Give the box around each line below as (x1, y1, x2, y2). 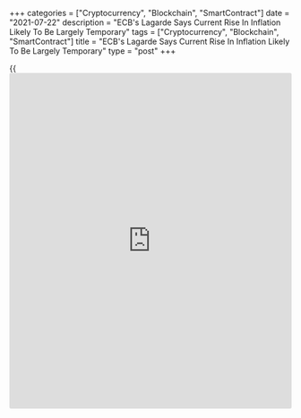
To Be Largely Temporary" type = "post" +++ (9, 46, 176, 56)
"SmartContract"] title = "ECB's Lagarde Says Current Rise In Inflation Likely (9, 36, 290, 47)
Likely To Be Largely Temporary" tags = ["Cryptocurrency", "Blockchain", (9, 27, 279, 37)
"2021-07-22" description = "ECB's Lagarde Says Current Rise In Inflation (9, 17, 281, 28)
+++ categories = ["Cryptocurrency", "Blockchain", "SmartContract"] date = (9, 8, 290, 18)
